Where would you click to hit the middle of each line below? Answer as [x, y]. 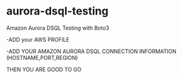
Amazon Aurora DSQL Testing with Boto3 [58, 28]
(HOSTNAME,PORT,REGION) [42, 57]
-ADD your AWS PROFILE [38, 39]
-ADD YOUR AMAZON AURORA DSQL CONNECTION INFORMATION [92, 51]
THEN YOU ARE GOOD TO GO [44, 69]
